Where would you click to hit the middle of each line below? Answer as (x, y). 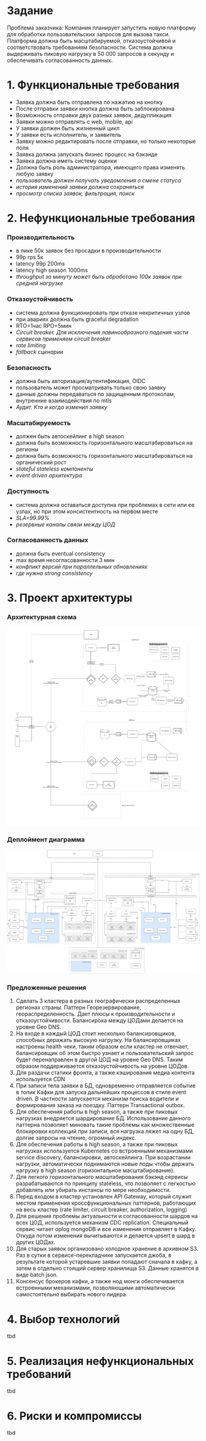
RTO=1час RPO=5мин (44, 325)
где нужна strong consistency (54, 573)
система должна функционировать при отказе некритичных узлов (103, 312)
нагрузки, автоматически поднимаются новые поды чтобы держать (105, 1164)
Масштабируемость (39, 423)
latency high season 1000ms (52, 270)
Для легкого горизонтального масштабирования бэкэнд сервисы (102, 1177)
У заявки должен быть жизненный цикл (68, 128)
